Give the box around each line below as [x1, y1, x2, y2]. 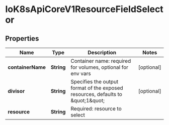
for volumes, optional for [70, 64, 129, 71]
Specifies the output [70, 78, 119, 85]
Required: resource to [70, 105, 122, 112]
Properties [5, 34, 39, 43]
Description [88, 49, 117, 56]
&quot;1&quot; [70, 97, 105, 104]
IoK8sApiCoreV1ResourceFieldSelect [5, 4, 163, 15]
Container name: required [70, 58, 131, 64]
